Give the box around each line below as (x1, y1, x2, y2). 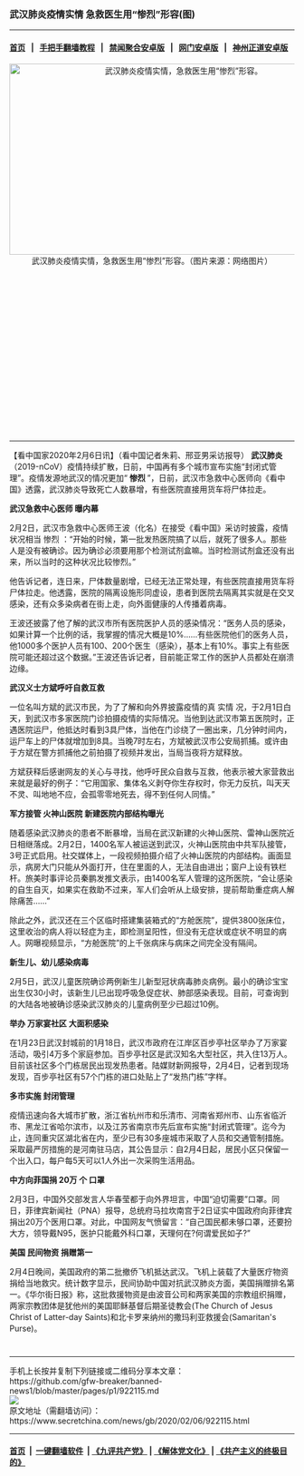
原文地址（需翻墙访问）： (9, 1404, 101, 1416)
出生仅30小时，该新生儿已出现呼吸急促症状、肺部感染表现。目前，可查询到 (9, 987, 290, 998)
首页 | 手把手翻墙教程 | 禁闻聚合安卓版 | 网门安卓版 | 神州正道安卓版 (9, 42, 289, 53)
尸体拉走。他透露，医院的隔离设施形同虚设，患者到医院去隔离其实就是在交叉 (9, 587, 295, 598)
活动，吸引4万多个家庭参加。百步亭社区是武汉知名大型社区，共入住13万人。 (9, 1048, 292, 1059)
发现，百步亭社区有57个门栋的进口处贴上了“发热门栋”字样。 (9, 1070, 233, 1081)
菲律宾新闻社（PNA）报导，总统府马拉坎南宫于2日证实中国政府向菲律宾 (24, 1205, 292, 1216)
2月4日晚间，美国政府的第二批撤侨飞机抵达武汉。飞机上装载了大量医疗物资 (9, 1266, 290, 1276)
